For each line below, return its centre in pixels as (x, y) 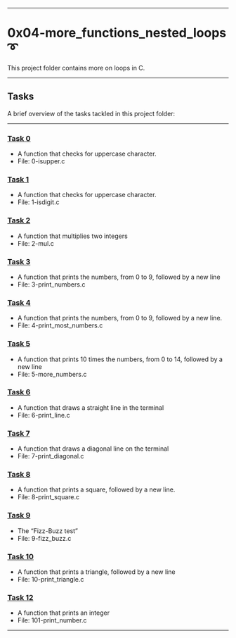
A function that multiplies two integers (72, 236)
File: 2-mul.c (35, 243)
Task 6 (19, 392)
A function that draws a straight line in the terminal (91, 407)
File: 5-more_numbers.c (52, 374)
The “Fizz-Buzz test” (48, 531)
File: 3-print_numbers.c (51, 284)
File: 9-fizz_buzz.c (44, 538)
